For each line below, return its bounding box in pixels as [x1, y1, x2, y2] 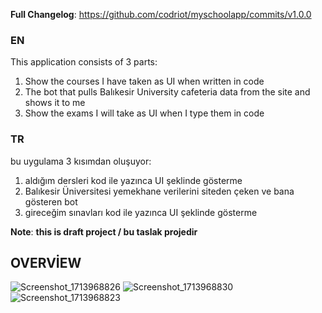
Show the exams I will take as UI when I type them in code [24, 107, 265, 119]
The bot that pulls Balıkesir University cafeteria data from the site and [24, 86, 311, 98]
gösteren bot [24, 195, 78, 208]
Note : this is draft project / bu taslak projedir [10, 225, 198, 238]
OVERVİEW [10, 254, 82, 271]
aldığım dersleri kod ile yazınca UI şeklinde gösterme [24, 174, 243, 186]
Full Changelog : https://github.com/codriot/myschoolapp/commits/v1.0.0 [10, 9, 312, 20]
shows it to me [24, 97, 86, 109]
